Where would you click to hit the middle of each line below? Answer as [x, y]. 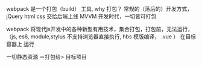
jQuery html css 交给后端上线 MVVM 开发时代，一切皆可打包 [81, 16]
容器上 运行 [20, 44]
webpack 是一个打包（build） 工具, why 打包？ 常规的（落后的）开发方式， [99, 9]
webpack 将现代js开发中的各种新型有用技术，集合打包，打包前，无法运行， [99, 29]
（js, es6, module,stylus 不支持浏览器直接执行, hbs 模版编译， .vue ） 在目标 [101, 37]
